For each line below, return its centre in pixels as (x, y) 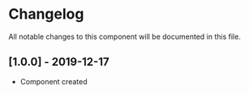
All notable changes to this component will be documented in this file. (124, 36)
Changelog (46, 14)
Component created (54, 81)
